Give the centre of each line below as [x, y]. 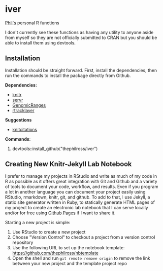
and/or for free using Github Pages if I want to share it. [60, 213]
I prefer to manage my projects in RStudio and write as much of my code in [81, 176]
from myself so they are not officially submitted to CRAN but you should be [81, 38]
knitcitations [25, 129]
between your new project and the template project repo [69, 263]
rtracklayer [23, 110]
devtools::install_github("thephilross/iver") [55, 149]
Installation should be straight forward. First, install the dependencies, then [81, 70]
